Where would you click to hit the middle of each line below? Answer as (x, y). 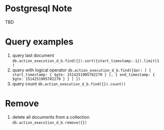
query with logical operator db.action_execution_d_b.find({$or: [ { (82, 70)
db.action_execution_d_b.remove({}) (49, 123)
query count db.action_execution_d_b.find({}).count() (69, 84)
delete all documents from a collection (51, 117)
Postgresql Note (39, 9)
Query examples (39, 42)
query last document (33, 55)
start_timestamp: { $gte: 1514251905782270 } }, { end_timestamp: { (83, 75)
